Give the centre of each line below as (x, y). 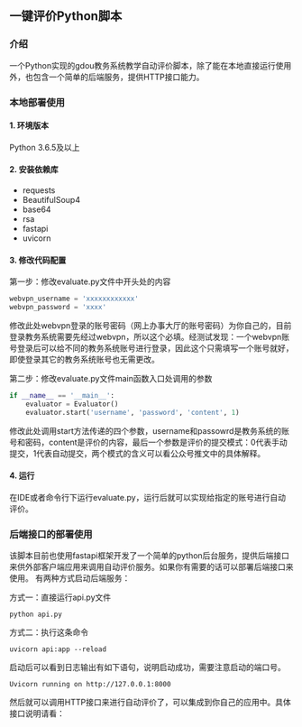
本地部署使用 (37, 102)
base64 (37, 209)
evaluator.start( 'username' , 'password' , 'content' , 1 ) (133, 412)
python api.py (36, 615)
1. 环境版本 (29, 125)
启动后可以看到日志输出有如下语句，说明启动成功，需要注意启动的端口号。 (147, 667)
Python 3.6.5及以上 (45, 147)
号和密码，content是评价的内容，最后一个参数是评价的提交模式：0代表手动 (148, 442)
